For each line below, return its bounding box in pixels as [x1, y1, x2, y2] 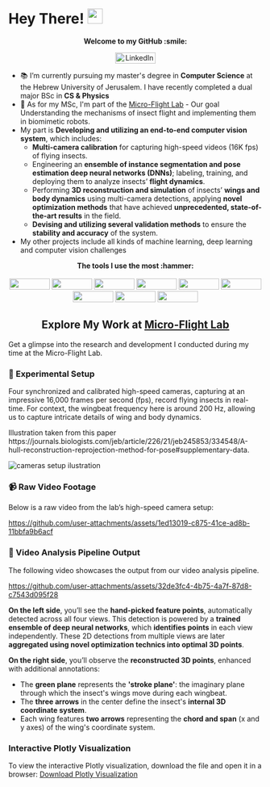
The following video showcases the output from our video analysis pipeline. [8, 565, 260, 575]
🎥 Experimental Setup [8, 368, 95, 379]
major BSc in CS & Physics [19, 90, 110, 100]
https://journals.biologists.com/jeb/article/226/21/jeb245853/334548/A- [8, 437, 248, 446]
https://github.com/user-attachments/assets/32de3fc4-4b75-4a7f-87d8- [8, 581, 252, 591]
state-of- [231, 202, 262, 211]
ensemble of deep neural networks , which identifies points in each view [8, 622, 253, 632]
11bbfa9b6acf [8, 527, 54, 537]
